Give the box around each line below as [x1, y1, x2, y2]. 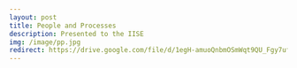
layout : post [9, 12, 57, 22]
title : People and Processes [9, 21, 117, 30]
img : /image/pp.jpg [9, 37, 81, 47]
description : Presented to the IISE [9, 29, 144, 38]
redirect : [9, 46, 46, 55]
